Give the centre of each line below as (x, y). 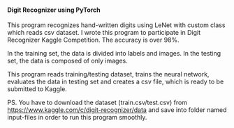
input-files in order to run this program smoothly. (77, 118)
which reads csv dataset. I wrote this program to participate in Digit (104, 33)
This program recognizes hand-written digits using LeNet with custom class (116, 25)
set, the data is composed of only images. (67, 61)
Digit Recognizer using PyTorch (54, 10)
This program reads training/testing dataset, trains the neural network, (108, 74)
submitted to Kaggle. (37, 89)
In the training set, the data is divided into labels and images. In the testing (114, 54)
